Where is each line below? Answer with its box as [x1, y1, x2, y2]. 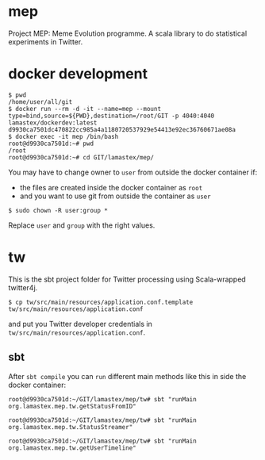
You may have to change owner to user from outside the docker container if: [8, 167, 258, 177]
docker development [8, 65, 148, 83]
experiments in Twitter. [8, 36, 83, 46]
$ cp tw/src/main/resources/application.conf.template [8, 298, 194, 306]
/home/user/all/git [8, 98, 73, 105]
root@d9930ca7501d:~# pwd [8, 140, 94, 148]
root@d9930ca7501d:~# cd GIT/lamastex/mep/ [8, 153, 155, 161]
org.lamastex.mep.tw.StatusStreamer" [8, 423, 133, 431]
